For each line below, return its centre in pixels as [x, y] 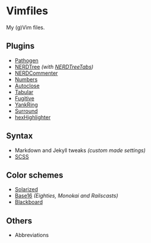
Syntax [20, 136]
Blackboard [29, 202]
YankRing [26, 105]
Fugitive [24, 98]
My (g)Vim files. [25, 27]
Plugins [20, 46]
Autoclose [27, 86]
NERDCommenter [36, 73]
